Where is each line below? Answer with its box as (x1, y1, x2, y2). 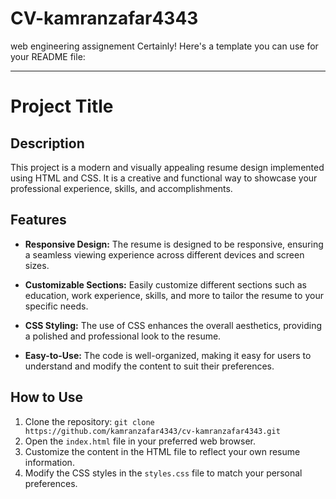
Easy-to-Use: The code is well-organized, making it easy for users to (24, 349, 312, 361)
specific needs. (24, 300, 89, 312)
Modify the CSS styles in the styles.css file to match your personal (24, 467, 303, 479)
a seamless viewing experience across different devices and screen (24, 248, 305, 261)
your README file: (10, 50, 86, 62)
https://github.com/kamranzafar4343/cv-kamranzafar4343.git (24, 426, 281, 436)
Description (10, 135, 85, 152)
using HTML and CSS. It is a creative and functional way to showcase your (10, 172, 318, 184)
